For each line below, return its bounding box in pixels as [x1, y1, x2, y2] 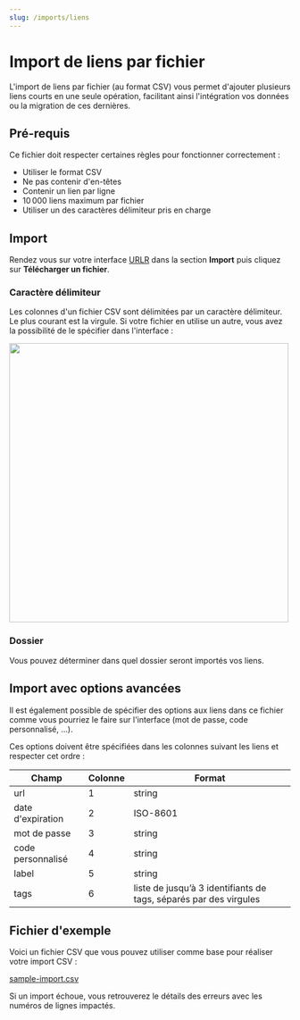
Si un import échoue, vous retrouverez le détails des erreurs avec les [9, 991, 263, 1001]
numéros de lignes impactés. [9, 1000, 116, 1011]
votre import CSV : [9, 957, 78, 967]
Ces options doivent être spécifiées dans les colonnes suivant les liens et [9, 740, 279, 751]
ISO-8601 [133, 807, 179, 819]
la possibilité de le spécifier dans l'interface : [9, 325, 174, 336]
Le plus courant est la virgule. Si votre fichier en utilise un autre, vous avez [9, 316, 283, 327]
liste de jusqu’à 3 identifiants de [133, 882, 267, 894]
